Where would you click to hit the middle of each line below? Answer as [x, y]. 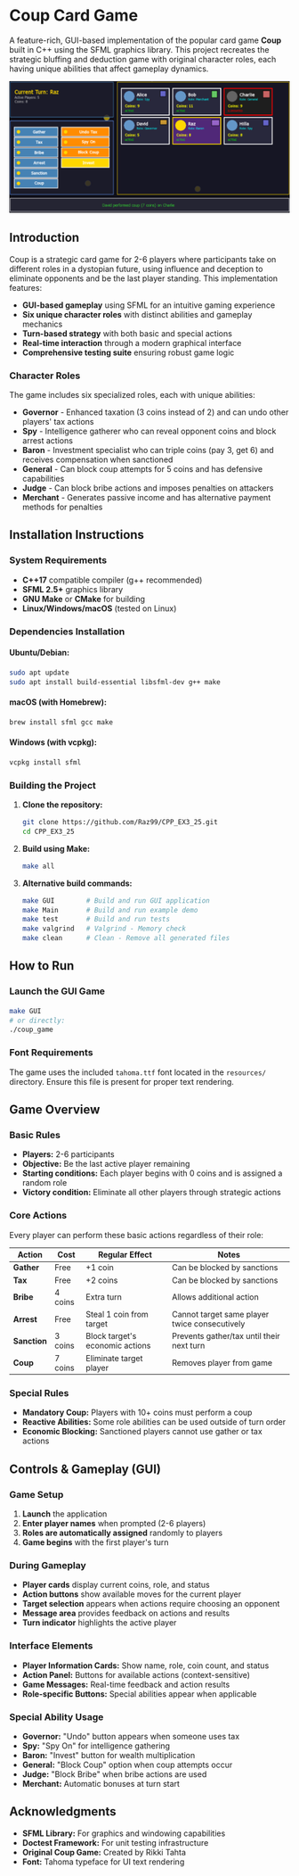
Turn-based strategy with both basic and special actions [127, 333]
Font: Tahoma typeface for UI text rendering [103, 1862]
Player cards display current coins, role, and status [116, 1585]
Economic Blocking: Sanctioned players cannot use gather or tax [142, 1432]
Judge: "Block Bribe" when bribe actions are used [114, 1774]
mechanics [42, 324]
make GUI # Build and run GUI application [116, 901]
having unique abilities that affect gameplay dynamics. [109, 69]
